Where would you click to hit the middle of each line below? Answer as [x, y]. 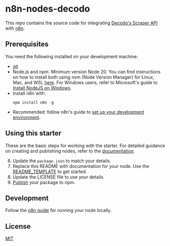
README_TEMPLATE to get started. [50, 171]
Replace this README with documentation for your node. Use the [81, 166]
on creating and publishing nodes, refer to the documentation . [70, 151]
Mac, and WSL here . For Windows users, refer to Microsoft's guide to [85, 82]
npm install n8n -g [33, 102]
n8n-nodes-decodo [48, 9]
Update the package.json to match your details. [62, 161]
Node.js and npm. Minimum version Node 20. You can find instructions [87, 72]
